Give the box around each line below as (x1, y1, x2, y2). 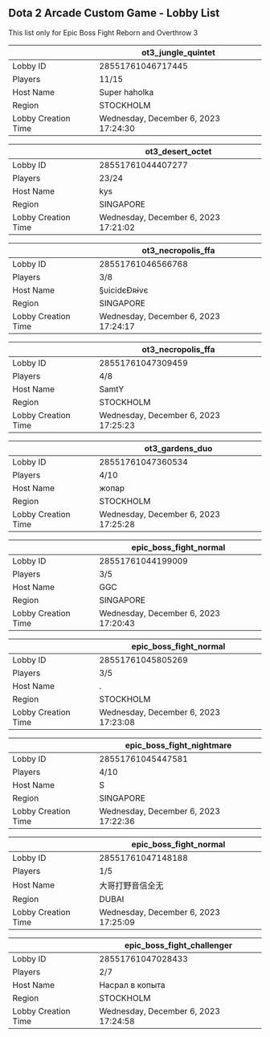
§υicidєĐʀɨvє (99, 285, 149, 296)
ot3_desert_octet (145, 146, 212, 157)
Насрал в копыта (99, 979, 166, 990)
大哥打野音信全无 (99, 879, 164, 891)
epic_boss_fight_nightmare (125, 740, 232, 751)
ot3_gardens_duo (144, 442, 213, 453)
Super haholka (99, 86, 154, 97)
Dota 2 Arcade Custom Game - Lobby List (8, 6, 220, 20)
